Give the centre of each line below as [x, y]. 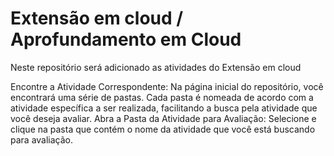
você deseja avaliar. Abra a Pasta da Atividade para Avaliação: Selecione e [163, 118]
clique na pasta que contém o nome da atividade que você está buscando [163, 129]
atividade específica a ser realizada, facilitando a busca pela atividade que [164, 108]
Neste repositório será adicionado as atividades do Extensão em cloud [156, 67]
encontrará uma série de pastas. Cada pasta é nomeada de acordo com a [162, 97]
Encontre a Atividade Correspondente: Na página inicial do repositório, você [167, 86]
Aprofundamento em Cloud [126, 39]
